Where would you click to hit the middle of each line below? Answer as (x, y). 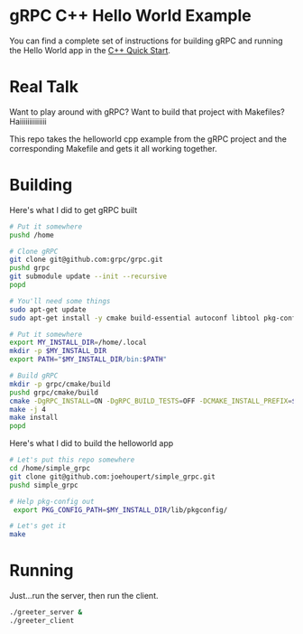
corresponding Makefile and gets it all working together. (114, 148)
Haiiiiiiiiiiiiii (28, 121)
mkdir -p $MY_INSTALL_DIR (58, 351)
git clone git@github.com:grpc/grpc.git (87, 260)
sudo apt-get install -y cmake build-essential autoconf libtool (134, 318)
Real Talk (44, 87)
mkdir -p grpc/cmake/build (60, 384)
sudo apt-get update (48, 309)
